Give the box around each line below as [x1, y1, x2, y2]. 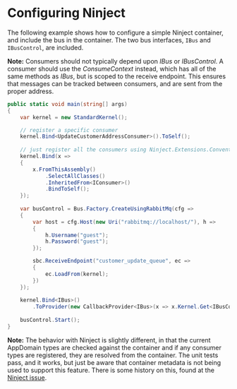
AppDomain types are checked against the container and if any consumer [7, 343, 222, 352]
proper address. [7, 87, 54, 95]
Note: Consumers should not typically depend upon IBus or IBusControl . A [7, 56, 224, 65]
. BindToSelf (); [44, 186, 90, 193]
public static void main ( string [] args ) [7, 100, 128, 107]
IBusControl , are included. [7, 43, 84, 52]
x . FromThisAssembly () [32, 166, 97, 173]
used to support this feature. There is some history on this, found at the [7, 366, 215, 374]
